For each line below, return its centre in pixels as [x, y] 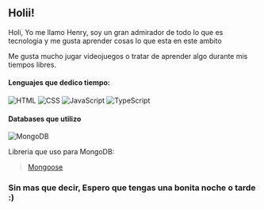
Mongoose [45, 167]
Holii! [21, 13]
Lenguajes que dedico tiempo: [59, 83]
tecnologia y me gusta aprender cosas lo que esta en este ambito [115, 41]
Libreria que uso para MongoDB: [61, 152]
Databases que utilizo [45, 119]
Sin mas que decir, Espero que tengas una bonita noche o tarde [132, 188]
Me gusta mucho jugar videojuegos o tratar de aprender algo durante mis [128, 56]
